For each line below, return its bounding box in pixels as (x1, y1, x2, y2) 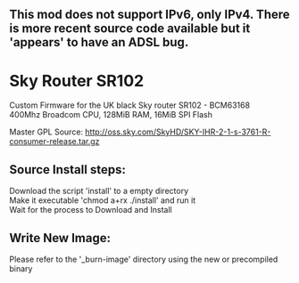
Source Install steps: (9, 162, 127, 177)
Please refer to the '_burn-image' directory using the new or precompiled (9, 254, 278, 264)
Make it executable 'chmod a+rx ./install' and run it (9, 195, 196, 206)
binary (9, 263, 33, 274)
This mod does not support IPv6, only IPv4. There (9, 7, 290, 22)
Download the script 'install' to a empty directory (9, 186, 189, 197)
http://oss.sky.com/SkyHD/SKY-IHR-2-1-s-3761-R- (84, 126, 271, 137)
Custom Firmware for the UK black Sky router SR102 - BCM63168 (9, 100, 251, 110)
